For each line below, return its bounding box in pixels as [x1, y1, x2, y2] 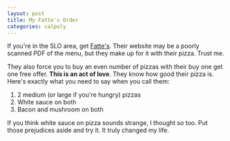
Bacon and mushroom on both [17, 105, 104, 114]
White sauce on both [17, 98, 77, 106]
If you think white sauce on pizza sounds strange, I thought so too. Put [7, 119, 209, 127]
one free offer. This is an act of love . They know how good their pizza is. [7, 70, 214, 78]
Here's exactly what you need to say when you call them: [7, 77, 170, 86]
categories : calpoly [7, 23, 67, 30]
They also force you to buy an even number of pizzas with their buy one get [7, 63, 223, 71]
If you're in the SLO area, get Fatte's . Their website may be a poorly [7, 42, 200, 50]
